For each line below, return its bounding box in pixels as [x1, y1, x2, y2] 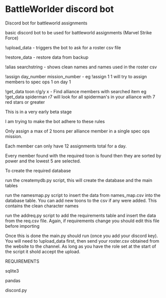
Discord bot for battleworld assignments [5, 20, 88, 26]
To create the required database [5, 167, 71, 173]
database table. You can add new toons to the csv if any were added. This [5, 197, 157, 203]
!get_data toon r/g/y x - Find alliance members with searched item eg [5, 88, 147, 94]
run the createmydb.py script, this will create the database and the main [5, 177, 153, 183]
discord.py [5, 287, 27, 293]
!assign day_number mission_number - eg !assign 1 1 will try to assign [5, 73, 147, 79]
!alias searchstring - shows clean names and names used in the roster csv [5, 64, 158, 70]
